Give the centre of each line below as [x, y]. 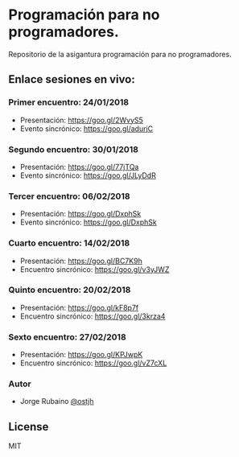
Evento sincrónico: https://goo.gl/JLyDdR [88, 175]
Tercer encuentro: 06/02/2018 [69, 196]
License [29, 427]
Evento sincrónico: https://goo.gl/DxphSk [88, 222]
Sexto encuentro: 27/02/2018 [67, 337]
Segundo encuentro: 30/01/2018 [74, 149]
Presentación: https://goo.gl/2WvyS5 [81, 120]
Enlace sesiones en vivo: [72, 79]
